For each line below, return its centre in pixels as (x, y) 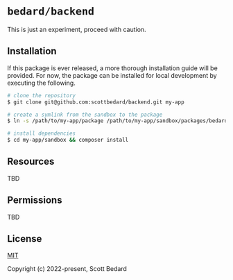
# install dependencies (42, 133)
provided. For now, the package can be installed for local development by (112, 75)
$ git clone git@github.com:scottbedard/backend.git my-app (96, 102)
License (25, 239)
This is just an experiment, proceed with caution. (77, 29)
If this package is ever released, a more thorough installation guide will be (113, 68)
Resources (31, 162)
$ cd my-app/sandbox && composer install (68, 140)
